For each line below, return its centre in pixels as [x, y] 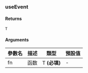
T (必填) [51, 63]
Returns [14, 19]
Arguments [17, 40]
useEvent [17, 7]
